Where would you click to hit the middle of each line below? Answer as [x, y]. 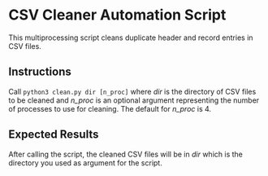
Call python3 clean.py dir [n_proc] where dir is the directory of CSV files [132, 91]
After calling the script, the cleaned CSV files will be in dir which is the [126, 154]
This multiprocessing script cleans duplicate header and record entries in [131, 37]
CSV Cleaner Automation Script [117, 15]
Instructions [40, 72]
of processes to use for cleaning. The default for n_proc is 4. [110, 108]
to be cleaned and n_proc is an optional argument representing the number [134, 100]
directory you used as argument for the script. [85, 163]
